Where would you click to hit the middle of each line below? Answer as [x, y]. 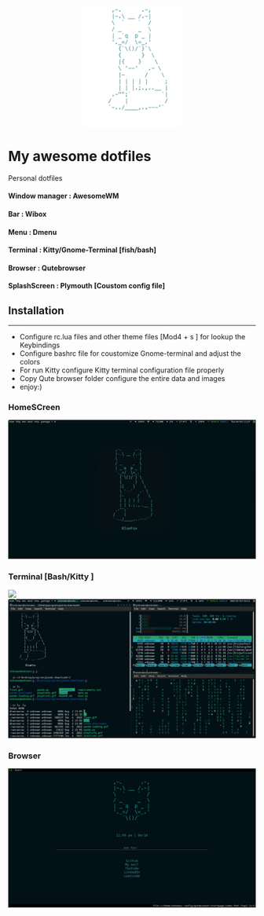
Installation [36, 311]
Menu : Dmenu [33, 232]
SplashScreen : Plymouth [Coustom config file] [86, 286]
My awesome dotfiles [80, 157]
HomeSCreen [34, 408]
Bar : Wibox [27, 214]
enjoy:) [31, 387]
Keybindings [40, 345]
